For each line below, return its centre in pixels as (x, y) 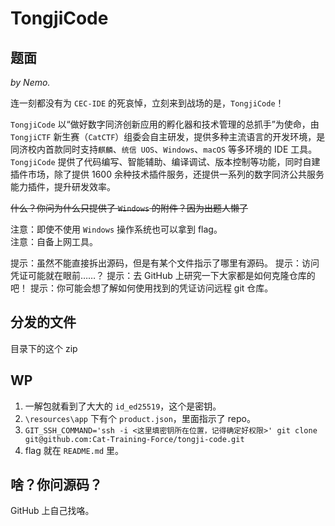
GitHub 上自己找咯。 (52, 511)
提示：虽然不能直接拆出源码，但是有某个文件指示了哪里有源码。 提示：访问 (165, 263)
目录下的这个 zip (44, 348)
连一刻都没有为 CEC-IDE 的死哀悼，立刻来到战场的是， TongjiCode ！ (147, 103)
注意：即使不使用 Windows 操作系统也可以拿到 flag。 (116, 229)
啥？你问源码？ (56, 485)
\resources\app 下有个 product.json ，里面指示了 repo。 (140, 418)
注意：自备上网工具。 (54, 241)
